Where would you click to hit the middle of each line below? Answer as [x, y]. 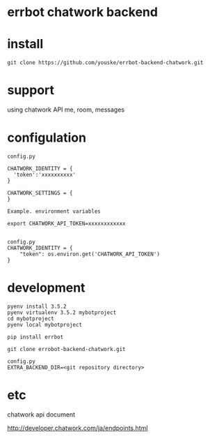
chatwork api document [41, 414]
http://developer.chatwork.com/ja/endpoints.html [78, 428]
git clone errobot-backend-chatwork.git [67, 349]
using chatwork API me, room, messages [66, 110]
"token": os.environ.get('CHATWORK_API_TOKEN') [90, 254]
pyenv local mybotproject [45, 325]
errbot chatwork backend [83, 12]
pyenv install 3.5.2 [37, 306]
